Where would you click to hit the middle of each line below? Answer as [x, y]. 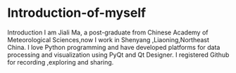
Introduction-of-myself [77, 13]
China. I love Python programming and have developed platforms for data [114, 47]
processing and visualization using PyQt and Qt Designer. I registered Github [118, 55]
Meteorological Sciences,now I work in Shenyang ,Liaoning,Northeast [108, 39]
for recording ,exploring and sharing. [61, 62]
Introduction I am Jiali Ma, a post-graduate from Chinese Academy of [108, 32]
